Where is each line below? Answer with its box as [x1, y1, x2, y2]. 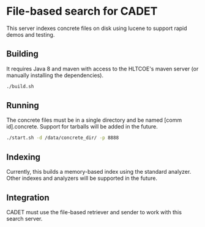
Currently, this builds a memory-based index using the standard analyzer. [6, 168, 192, 176]
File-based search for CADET [6, 4, 158, 18]
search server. [6, 215, 43, 222]
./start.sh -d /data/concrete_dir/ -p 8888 [6, 135, 119, 141]
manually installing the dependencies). [6, 72, 104, 79]
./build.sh [6, 83, 34, 89]
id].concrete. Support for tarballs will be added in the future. [6, 123, 158, 130]
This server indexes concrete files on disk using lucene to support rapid [6, 24, 188, 32]
